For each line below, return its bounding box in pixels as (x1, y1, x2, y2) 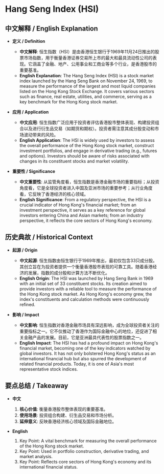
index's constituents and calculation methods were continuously (19, 296, 149, 302)
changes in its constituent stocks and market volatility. (19, 158, 129, 164)
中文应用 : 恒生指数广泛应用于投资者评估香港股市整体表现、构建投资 (19, 120, 155, 125)
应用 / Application (12, 109, 49, 115)
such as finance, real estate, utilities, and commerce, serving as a (19, 94, 152, 99)
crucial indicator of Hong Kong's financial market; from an (19, 202, 137, 208)
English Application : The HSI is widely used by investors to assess (19, 137, 155, 143)
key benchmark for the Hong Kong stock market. (19, 99, 118, 104)
